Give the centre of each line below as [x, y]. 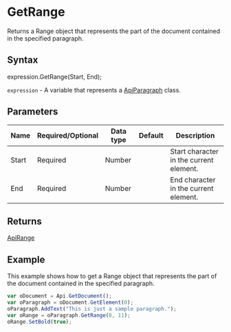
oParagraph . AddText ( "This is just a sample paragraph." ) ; [92, 309]
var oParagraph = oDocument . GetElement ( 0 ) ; [70, 303]
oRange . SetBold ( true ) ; [40, 322]
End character [193, 180]
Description [195, 135]
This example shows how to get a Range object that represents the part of [112, 276]
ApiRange [21, 238]
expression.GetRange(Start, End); [54, 76]
